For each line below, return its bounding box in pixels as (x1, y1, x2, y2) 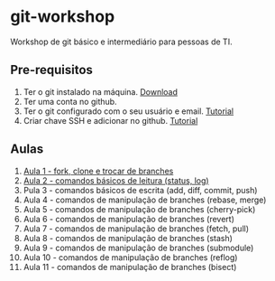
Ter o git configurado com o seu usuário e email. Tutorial (23, 106, 234, 117)
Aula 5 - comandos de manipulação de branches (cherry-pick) (23, 203, 256, 214)
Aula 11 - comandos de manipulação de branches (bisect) (23, 261, 237, 272)
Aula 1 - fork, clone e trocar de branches (23, 165, 174, 176)
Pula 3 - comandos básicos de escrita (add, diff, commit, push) (23, 184, 258, 195)
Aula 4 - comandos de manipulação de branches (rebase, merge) (23, 194, 267, 205)
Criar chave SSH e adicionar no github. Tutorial (23, 115, 198, 126)
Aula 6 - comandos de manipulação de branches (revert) (23, 213, 235, 224)
